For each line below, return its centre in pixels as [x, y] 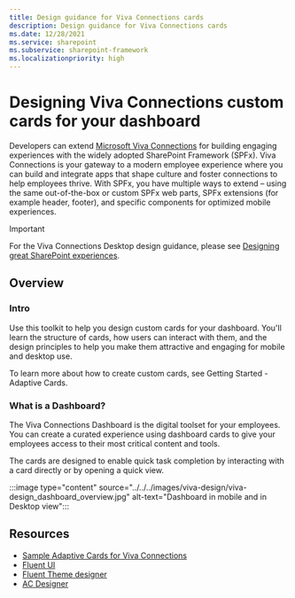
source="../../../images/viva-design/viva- [173, 487]
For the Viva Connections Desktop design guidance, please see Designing [144, 245]
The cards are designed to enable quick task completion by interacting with [147, 461]
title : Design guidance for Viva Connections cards [106, 17]
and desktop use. [41, 356]
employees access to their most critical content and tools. [115, 443]
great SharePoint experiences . [65, 255]
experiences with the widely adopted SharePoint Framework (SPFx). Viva [143, 155]
